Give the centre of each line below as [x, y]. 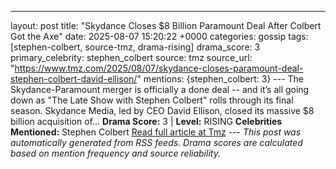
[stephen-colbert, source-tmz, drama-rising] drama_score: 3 [135, 47]
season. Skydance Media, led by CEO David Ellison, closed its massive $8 [162, 110]
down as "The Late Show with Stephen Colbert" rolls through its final [152, 100]
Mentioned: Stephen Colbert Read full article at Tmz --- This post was [156, 132]
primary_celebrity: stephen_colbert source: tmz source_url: [131, 57]
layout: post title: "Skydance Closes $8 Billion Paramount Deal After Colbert [166, 25]
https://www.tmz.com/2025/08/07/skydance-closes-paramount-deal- [159, 68]
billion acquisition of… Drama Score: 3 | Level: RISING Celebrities [146, 121]
